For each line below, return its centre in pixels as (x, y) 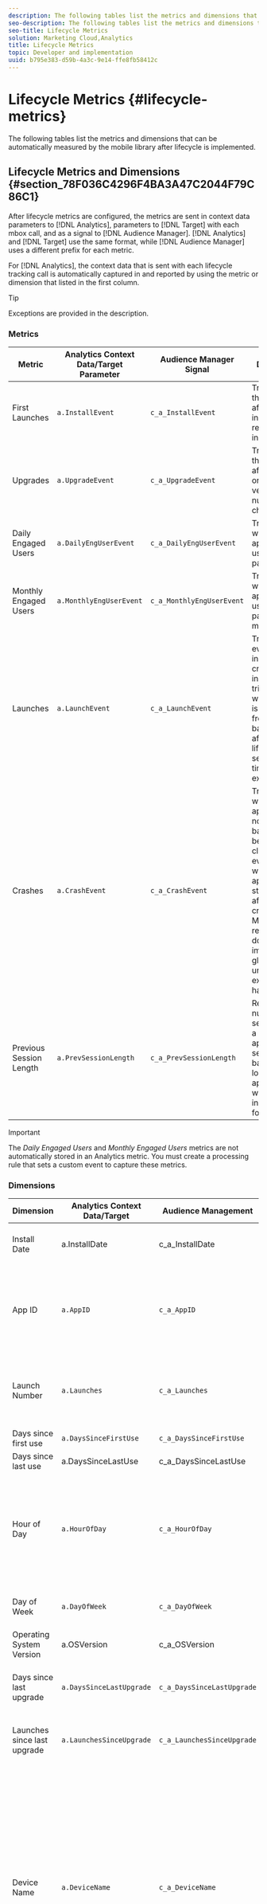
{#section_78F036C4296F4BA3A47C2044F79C (132, 184)
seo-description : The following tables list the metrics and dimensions (131, 23)
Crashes (28, 891)
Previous (29, 1048)
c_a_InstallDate (187, 1244)
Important (24, 1132)
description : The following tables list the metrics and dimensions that (133, 16)
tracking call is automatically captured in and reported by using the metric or (133, 274)
